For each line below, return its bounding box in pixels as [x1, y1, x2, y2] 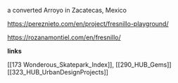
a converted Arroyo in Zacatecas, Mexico [7, 6, 127, 14]
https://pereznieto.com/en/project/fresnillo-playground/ [7, 20, 169, 27]
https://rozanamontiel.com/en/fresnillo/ [7, 33, 121, 41]
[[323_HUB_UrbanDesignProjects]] [7, 68, 109, 76]
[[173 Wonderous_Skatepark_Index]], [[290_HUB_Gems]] [7, 60, 172, 69]
